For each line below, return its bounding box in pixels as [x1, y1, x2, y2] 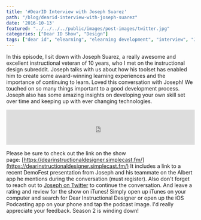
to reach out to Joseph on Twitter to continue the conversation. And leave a [6, 182, 193, 189]
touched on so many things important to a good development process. [6, 85, 180, 92]
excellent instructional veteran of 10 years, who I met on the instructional [6, 59, 185, 67]
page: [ [6, 156, 24, 163]
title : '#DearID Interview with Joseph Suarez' [6, 8, 127, 15]
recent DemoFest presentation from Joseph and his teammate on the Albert [6, 169, 193, 176]
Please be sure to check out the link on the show [6, 150, 126, 156]
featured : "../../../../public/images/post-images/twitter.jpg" [6, 25, 170, 32]
